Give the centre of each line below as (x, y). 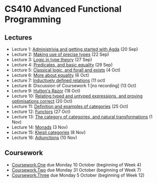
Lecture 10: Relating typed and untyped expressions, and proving (77, 96)
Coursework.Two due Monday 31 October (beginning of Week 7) (76, 170)
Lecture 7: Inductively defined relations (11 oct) (59, 80)
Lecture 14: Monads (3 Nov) (39, 127)
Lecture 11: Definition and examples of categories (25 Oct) (70, 106)
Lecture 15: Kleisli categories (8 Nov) (49, 132)
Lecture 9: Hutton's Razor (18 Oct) (46, 91)
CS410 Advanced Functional (63, 9)
